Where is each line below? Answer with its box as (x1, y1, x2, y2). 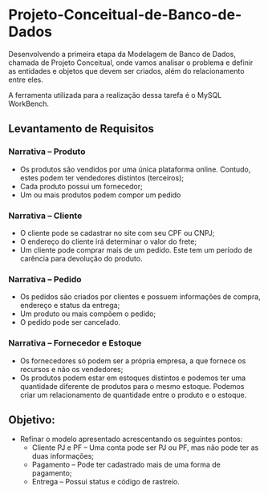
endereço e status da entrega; (19, 301, 120, 310)
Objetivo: (8, 413, 56, 427)
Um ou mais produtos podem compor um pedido (19, 190, 181, 200)
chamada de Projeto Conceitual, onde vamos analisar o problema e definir (8, 58, 254, 67)
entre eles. (8, 75, 44, 84)
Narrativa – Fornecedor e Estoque (8, 338, 142, 349)
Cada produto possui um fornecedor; (19, 181, 143, 191)
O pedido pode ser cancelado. (19, 318, 121, 327)
